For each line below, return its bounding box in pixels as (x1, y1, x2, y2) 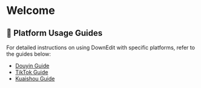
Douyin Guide (15, 62, 50, 69)
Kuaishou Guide (15, 75, 55, 82)
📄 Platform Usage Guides (6, 28, 103, 38)
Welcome (6, 4, 55, 18)
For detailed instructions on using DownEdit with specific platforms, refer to (6, 44, 196, 51)
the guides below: (6, 50, 52, 58)
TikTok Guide (15, 69, 49, 76)
